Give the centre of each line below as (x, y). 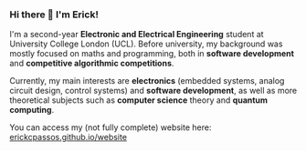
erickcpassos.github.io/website (69, 137)
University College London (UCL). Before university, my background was (146, 44)
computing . (32, 110)
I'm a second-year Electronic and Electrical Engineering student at (137, 35)
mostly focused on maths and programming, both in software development (152, 54)
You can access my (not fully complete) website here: (111, 127)
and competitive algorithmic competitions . (92, 64)
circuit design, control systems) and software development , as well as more (153, 91)
